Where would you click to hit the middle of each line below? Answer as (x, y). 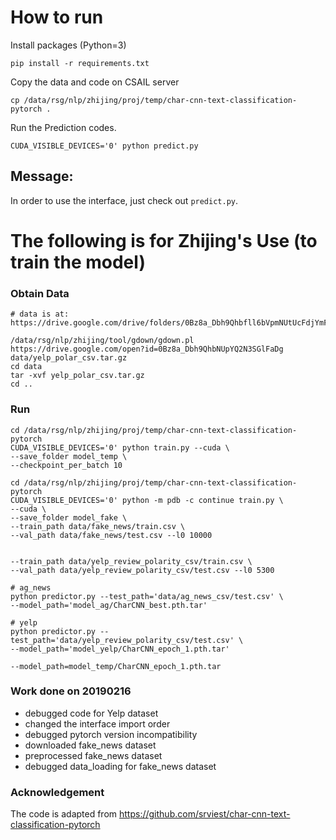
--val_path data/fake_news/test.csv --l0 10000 (111, 535)
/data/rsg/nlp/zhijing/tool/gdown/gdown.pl (102, 341)
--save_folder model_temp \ (69, 456)
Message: (42, 176)
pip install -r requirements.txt (80, 63)
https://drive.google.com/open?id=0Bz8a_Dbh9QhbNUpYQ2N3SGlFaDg (147, 349)
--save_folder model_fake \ (69, 517)
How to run (57, 17)
